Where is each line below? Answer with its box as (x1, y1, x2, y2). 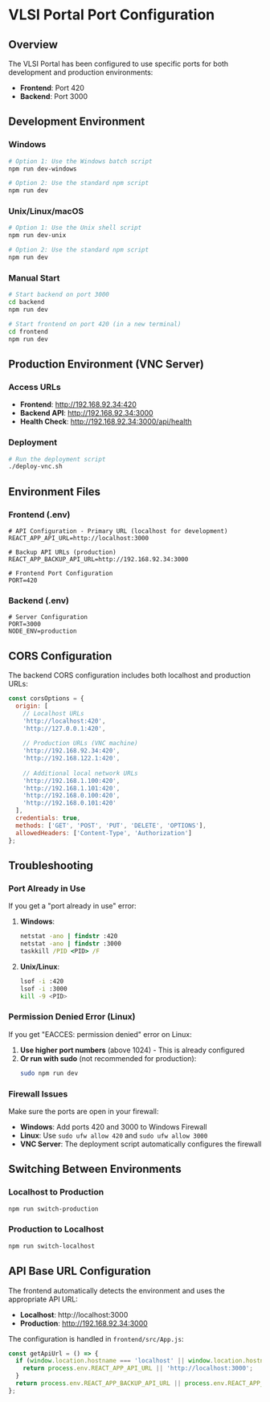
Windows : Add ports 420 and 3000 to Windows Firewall (19, 1121, 207, 1131)
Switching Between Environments (8, 1162, 182, 1176)
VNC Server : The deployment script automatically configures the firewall (19, 1139, 262, 1149)
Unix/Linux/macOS (8, 206, 84, 217)
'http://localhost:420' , (22, 717, 106, 725)
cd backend (8, 298, 45, 306)
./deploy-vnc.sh (8, 462, 63, 471)
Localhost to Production (8, 1187, 104, 1198)
